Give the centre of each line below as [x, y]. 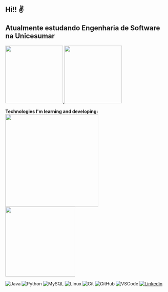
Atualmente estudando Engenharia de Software [83, 28]
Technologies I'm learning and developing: [52, 111]
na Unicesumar [30, 36]
